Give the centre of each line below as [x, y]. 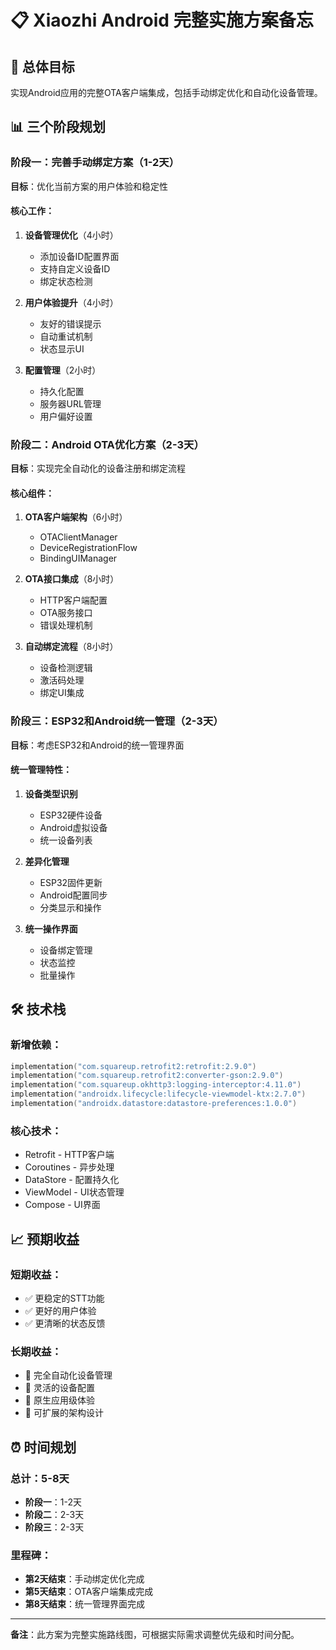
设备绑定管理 [66, 950]
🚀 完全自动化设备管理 [68, 1375]
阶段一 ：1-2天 [53, 1502]
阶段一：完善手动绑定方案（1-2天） [95, 163]
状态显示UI [62, 348]
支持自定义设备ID [75, 268]
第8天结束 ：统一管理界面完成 [84, 1604]
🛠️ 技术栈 [38, 1009]
